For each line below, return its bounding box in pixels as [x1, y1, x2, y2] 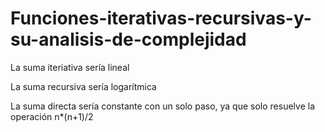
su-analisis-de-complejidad [10, 28, 247, 51]
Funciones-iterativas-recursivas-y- [10, 7, 312, 30]
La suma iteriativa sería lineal [10, 61, 130, 73]
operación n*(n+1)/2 [10, 110, 94, 122]
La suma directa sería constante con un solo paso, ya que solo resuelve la [10, 100, 315, 112]
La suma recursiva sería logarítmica [10, 80, 157, 92]
